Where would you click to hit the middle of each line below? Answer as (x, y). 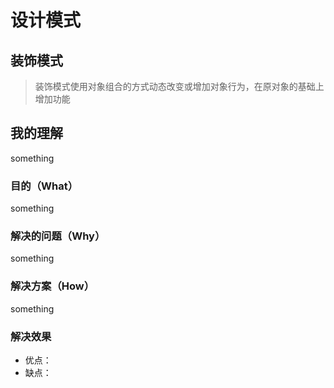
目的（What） (44, 186)
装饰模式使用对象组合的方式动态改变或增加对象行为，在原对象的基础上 (179, 86)
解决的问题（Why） (58, 236)
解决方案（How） (52, 286)
